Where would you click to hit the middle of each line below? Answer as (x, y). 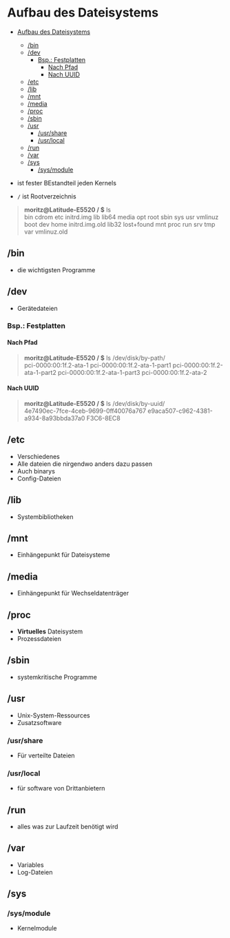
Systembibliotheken (45, 517)
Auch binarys (36, 471)
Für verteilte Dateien (46, 755)
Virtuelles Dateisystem (50, 631)
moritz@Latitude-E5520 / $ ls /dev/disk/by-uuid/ (94, 403)
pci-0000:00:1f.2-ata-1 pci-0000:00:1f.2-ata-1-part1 (97, 365)
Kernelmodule (37, 928)
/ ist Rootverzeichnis (47, 196)
